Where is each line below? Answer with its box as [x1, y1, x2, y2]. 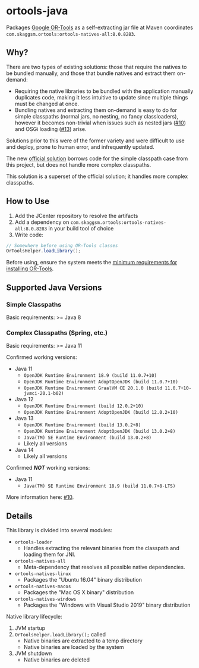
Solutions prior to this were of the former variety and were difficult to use [6, 137, 185, 144]
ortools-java [6, 4, 68, 18]
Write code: [14, 231, 43, 238]
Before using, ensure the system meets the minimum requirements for [6, 259, 178, 266]
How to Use [6, 196, 50, 207]
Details [6, 511, 33, 521]
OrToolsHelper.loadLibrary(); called [14, 631, 106, 638]
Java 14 [14, 447, 34, 454]
